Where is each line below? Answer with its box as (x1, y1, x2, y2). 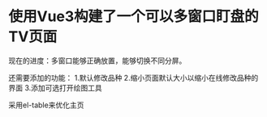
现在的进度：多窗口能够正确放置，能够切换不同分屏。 (8, 56, 187, 65)
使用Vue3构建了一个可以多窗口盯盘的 (8, 7, 260, 26)
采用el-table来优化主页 (8, 100, 84, 110)
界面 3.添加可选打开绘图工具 (8, 82, 103, 93)
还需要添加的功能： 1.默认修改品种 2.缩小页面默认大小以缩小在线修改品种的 (8, 73, 259, 82)
